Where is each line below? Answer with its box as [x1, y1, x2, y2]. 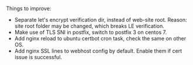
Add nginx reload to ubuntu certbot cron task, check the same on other [14, 35, 186, 42]
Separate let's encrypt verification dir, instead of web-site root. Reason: [14, 16, 187, 23]
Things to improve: [6, 5, 51, 12]
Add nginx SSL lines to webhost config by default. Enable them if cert [14, 47, 182, 54]
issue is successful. [14, 54, 63, 60]
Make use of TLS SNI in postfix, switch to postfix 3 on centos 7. [14, 29, 167, 36]
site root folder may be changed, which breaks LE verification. [14, 23, 165, 29]
